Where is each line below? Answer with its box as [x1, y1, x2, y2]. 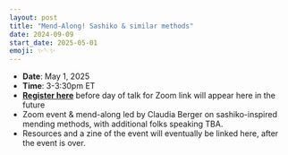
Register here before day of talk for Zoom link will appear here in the [21, 90, 275, 101]
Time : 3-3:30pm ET [21, 81, 96, 91]
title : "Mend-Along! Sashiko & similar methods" [9, 22, 194, 30]
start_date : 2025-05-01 [9, 38, 98, 47]
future [21, 99, 46, 110]
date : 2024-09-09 [9, 30, 74, 39]
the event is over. [21, 138, 87, 149]
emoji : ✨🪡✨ [9, 47, 55, 56]
